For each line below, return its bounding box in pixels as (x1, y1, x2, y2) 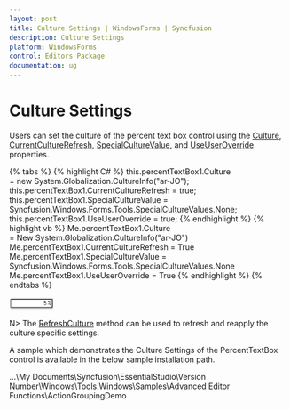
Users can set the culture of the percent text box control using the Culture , (9, 130, 282, 141)
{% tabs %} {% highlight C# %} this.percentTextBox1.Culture (9, 165, 231, 177)
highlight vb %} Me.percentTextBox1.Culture (9, 222, 171, 233)
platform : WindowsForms (9, 43, 98, 52)
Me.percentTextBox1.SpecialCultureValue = (9, 251, 167, 261)
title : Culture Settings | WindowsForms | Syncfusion (9, 23, 213, 33)
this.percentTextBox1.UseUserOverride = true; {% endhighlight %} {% (9, 213, 264, 224)
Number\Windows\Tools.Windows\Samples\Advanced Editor (9, 381, 231, 391)
